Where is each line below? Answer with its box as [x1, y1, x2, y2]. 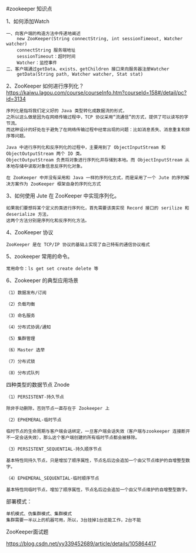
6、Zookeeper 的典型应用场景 [6, 277, 78, 284]
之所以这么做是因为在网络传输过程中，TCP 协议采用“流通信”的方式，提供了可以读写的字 [6, 114, 188, 120]
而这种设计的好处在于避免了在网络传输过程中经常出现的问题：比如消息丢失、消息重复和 [6, 127, 186, 132]
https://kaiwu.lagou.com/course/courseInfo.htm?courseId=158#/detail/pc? [6, 89, 187, 96]
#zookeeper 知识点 [6, 5, 52, 12]
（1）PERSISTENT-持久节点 [6, 394, 65, 400]
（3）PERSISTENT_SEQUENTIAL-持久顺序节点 [6, 446, 102, 452]
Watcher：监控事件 [16, 60, 58, 66]
